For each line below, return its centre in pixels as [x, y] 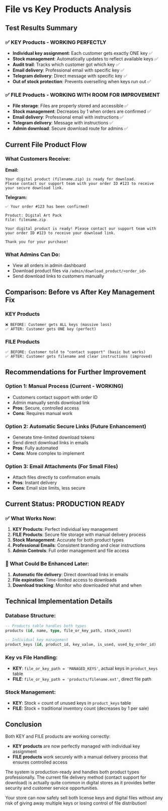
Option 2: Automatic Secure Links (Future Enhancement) [76, 426]
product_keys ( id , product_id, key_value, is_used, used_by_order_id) [81, 644]
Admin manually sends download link [51, 402]
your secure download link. [35, 188]
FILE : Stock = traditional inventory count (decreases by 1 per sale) [81, 708]
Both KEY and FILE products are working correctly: [58, 736]
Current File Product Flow [46, 145]
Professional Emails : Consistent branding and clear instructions [79, 546]
